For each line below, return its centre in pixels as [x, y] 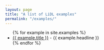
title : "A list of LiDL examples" [41, 14]
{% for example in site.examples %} [49, 33]
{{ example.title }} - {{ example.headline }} [56, 38]
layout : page [19, 10]
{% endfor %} [27, 43]
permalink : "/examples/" [31, 19]
